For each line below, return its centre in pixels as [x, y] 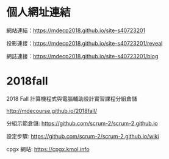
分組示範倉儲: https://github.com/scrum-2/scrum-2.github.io [82, 123]
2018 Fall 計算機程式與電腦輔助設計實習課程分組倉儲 [72, 98]
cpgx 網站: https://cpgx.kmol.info [48, 149]
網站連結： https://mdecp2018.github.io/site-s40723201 [76, 30]
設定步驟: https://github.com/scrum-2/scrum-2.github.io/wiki [83, 136]
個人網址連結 [39, 12]
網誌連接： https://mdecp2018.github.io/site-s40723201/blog [82, 56]
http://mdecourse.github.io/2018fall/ [52, 110]
